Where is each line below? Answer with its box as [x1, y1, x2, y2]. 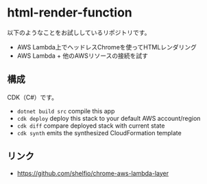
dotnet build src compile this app [16, 106, 115, 115]
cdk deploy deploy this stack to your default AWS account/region [16, 114, 201, 122]
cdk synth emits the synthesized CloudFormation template [16, 128, 182, 137]
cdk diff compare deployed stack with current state [16, 122, 165, 130]
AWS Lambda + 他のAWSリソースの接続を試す [16, 51, 149, 60]
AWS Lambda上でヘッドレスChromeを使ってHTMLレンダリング [16, 43, 197, 51]
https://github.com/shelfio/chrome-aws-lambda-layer [16, 169, 169, 177]
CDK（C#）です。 [7, 93, 58, 101]
